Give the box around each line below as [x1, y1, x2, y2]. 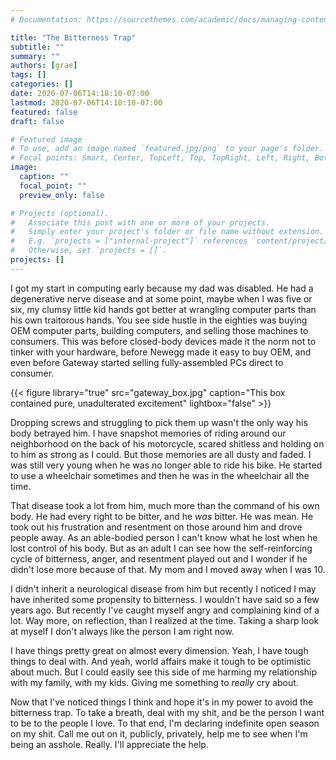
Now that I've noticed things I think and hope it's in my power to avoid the [10, 696, 314, 708]
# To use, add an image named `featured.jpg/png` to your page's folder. [10, 144, 325, 154]
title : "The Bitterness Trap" [10, 32, 137, 43]
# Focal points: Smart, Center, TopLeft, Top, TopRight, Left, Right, [10, 153, 311, 163]
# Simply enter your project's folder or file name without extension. [10, 227, 325, 237]
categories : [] [10, 79, 74, 90]
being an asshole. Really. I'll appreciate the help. [10, 738, 209, 750]
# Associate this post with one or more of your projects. [10, 217, 271, 228]
